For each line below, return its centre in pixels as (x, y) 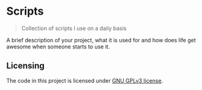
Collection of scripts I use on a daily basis (74, 28)
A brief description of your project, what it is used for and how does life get (101, 40)
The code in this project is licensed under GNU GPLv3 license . (85, 80)
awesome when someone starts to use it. (58, 47)
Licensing (25, 66)
